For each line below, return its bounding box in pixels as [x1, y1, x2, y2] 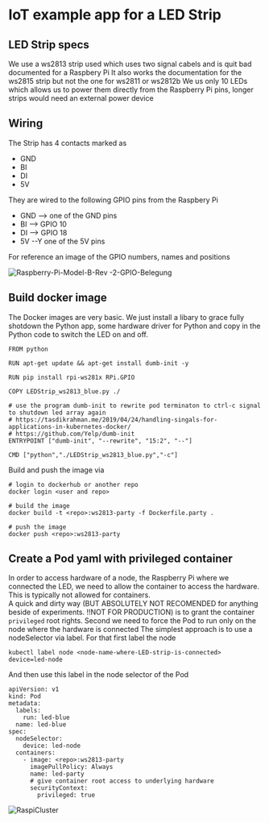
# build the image [8, 501, 70, 509]
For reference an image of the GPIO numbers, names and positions [8, 251, 231, 261]
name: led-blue [15, 721, 67, 729]
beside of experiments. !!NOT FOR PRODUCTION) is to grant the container [8, 607, 255, 617]
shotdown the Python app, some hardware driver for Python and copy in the [8, 321, 261, 330]
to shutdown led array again [8, 409, 106, 417]
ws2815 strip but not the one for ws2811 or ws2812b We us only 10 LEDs [8, 77, 248, 85]
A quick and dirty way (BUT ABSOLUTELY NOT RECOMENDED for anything [8, 599, 259, 609]
